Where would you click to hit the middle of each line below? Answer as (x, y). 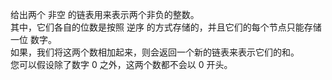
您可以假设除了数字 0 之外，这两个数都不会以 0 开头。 (121, 64)
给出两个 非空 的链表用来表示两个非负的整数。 (105, 14)
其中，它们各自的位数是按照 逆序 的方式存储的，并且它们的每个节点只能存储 (166, 27)
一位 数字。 (33, 39)
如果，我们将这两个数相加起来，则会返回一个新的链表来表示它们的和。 (155, 52)
